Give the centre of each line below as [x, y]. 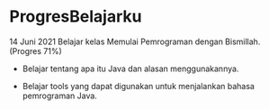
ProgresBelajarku [76, 17]
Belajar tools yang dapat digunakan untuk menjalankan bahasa [138, 86]
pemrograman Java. [59, 96]
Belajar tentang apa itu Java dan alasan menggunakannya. [130, 69]
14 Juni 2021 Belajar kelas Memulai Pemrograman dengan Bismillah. [135, 41]
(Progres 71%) [36, 50]
